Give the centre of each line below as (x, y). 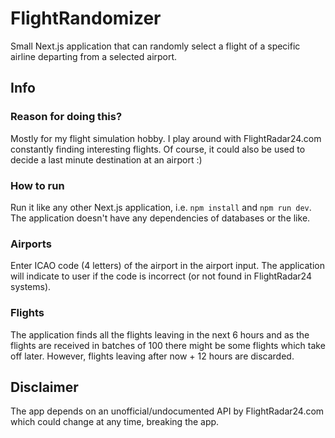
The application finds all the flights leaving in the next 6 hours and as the (160, 334)
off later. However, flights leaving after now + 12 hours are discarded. (152, 356)
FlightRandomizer (86, 18)
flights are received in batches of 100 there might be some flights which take (168, 345)
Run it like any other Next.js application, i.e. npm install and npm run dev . (161, 207)
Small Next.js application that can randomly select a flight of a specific (155, 46)
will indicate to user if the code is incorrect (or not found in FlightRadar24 (161, 276)
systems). (31, 287)
